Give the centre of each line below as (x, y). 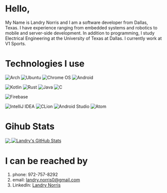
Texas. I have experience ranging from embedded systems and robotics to (81, 27)
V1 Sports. (16, 43)
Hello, (18, 9)
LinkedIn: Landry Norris (37, 185)
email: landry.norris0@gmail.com (46, 180)
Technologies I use (45, 64)
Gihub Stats (30, 127)
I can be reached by (46, 161)
